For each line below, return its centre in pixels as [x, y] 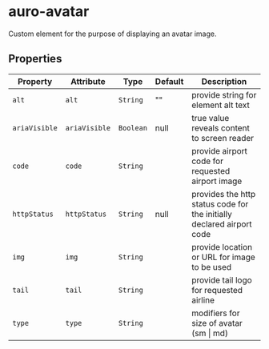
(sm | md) [210, 333]
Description [224, 81]
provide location [222, 247]
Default [169, 81]
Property [35, 81]
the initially [212, 214]
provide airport [220, 150]
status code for [220, 204]
